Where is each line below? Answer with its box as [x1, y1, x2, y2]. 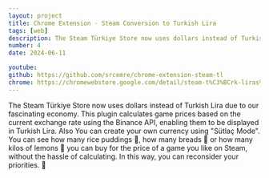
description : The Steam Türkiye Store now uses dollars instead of [8, 34, 239, 42]
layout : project [8, 11, 62, 20]
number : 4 [8, 42, 42, 50]
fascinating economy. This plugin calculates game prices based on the [8, 109, 242, 119]
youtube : [8, 63, 38, 72]
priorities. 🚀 [8, 160, 46, 169]
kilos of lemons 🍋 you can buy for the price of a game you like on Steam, [8, 143, 248, 152]
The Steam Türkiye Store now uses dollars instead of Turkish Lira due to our [8, 100, 259, 110]
